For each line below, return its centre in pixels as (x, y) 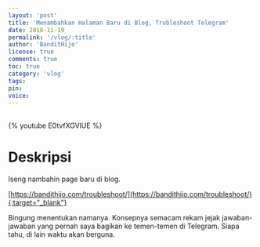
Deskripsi (40, 157)
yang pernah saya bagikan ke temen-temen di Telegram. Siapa (139, 226)
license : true (31, 52)
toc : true (24, 67)
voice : (19, 96)
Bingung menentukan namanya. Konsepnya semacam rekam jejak (114, 218)
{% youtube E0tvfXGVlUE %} (55, 125)
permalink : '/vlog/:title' (52, 37)
